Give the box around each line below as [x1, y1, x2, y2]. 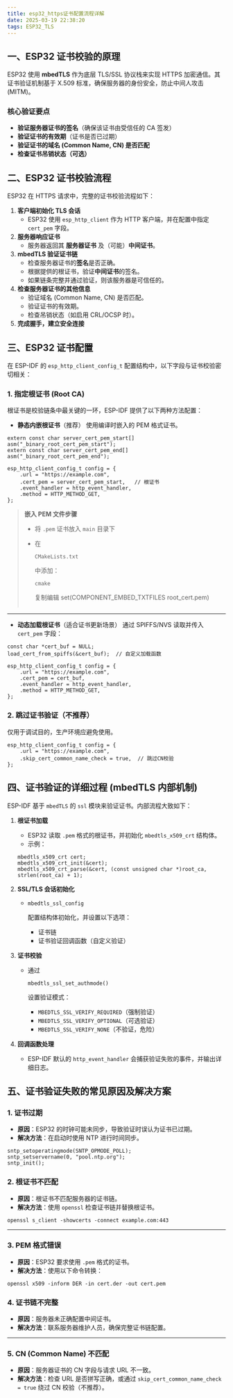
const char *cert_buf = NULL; [7, 643, 95, 650]
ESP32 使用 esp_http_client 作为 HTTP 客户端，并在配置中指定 [27, 215, 209, 224]
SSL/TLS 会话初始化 [17, 885, 75, 893]
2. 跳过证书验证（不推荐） [7, 710, 94, 720]
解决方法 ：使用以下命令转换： [17, 1266, 103, 1274]
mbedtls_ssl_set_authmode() [27, 980, 109, 987]
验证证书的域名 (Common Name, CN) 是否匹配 [17, 141, 150, 149]
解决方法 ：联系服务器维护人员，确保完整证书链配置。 [17, 1324, 170, 1332]
